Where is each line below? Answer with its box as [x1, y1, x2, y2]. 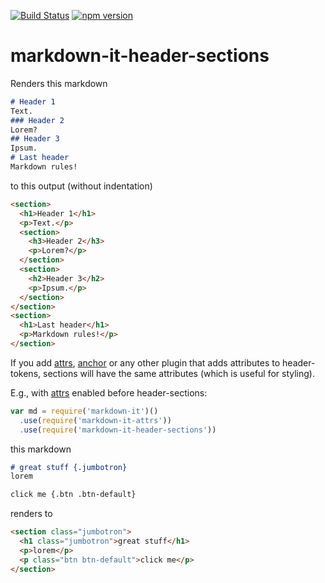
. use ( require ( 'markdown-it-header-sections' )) [19, 425, 217, 435]
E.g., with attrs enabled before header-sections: [10, 386, 208, 399]
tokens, [10, 367, 42, 379]
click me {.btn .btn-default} [10, 490, 137, 500]
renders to [10, 508, 53, 520]
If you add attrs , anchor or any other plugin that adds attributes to [10, 356, 281, 369]
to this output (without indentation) [10, 180, 153, 192]
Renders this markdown [10, 77, 108, 89]
